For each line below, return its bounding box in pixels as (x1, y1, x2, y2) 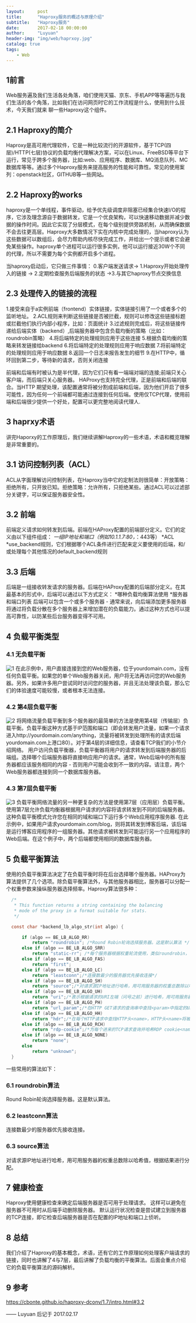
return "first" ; (32, 961, 72, 968)
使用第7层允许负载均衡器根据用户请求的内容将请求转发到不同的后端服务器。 (6, 806, 188, 813)
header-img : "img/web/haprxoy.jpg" (6, 36, 93, 42)
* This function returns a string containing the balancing (13, 903, 163, 909)
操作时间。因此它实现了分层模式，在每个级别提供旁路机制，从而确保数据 (16, 221, 190, 228)
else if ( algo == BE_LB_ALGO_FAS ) (21, 956, 106, 962)
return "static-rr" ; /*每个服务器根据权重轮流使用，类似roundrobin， (32, 951, 190, 956)
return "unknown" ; (32, 1048, 77, 1054)
